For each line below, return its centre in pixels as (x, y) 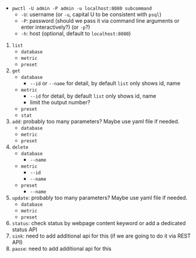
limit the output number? (60, 102)
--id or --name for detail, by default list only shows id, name (105, 83)
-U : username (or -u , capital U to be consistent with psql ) (91, 14)
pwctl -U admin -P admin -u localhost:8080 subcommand (82, 8)
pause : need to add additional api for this (62, 248)
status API (25, 230)
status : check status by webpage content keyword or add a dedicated (99, 223)
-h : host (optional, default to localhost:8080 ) (76, 34)
